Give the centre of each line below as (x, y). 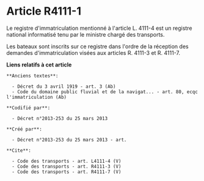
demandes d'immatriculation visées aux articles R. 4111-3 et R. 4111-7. (93, 52)
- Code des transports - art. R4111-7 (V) (67, 172)
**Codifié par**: (28, 108)
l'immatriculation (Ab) (37, 97)
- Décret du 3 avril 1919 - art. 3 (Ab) (64, 87)
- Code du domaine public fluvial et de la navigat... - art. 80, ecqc (105, 92)
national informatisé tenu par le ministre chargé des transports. (86, 34)
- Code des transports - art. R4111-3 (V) (67, 166)
